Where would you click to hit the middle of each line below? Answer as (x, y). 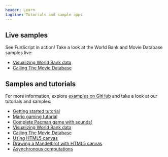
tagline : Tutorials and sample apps (44, 15)
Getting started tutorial (36, 111)
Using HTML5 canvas (35, 138)
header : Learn (20, 10)
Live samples (27, 35)
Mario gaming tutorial (35, 116)
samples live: (19, 53)
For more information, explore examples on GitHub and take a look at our (81, 96)
